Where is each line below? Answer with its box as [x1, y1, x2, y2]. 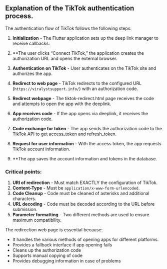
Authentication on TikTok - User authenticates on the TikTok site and [12, 65, 156, 71]
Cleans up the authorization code [12, 247, 81, 253]
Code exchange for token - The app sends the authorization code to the [12, 125, 162, 131]
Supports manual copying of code [12, 252, 83, 258]
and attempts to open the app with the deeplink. [12, 101, 111, 107]
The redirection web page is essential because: [5, 227, 103, 233]
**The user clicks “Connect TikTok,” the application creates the [12, 50, 144, 56]
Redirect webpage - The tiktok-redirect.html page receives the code [12, 95, 154, 101]
